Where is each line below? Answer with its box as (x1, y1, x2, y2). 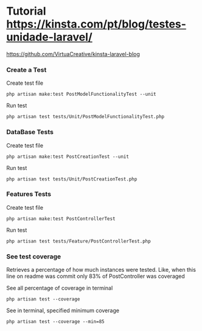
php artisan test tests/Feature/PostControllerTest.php (6, 238, 151, 244)
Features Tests (6, 190, 52, 199)
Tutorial (6, 4, 47, 18)
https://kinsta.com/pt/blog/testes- (6, 17, 187, 31)
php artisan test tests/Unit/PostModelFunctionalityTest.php (6, 114, 165, 120)
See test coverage (6, 252, 61, 260)
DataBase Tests (6, 128, 54, 137)
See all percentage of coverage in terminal (6, 285, 113, 292)
